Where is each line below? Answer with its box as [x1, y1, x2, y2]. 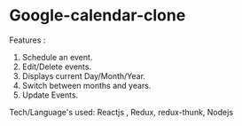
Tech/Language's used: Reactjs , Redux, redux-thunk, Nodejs [9, 106, 233, 117]
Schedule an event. [21, 51, 93, 62]
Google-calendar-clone [9, 5, 186, 26]
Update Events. [21, 90, 79, 100]
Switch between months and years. [21, 80, 152, 91]
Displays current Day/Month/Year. [21, 70, 146, 81]
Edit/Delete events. [21, 61, 91, 72]
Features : [9, 35, 46, 45]
